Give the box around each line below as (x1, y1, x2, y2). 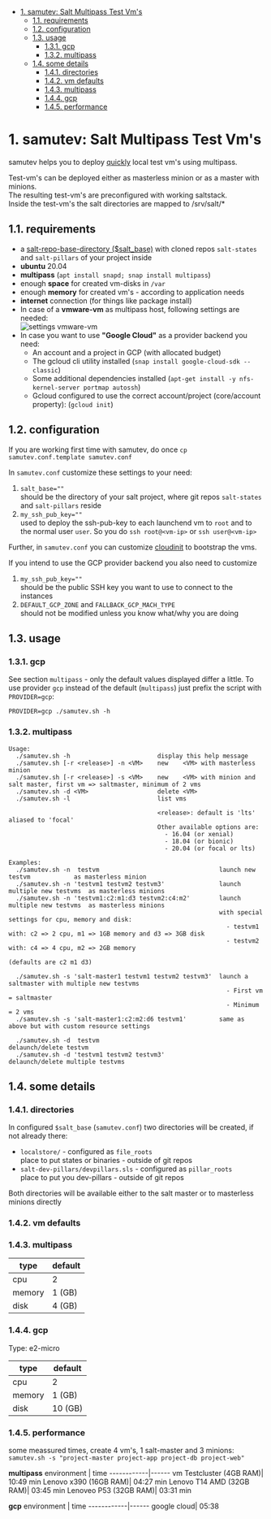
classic (32, 366, 58, 375)
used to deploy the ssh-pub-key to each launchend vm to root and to (19, 518, 252, 527)
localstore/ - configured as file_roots (19, 1147, 153, 1157)
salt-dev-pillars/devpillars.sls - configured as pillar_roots (19, 1164, 233, 1174)
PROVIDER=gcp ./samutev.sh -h (8, 707, 111, 716)
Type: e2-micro (8, 1343, 60, 1352)
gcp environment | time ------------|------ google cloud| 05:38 (8, 1501, 219, 1511)
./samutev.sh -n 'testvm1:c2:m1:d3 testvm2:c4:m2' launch (15, 894, 242, 902)
